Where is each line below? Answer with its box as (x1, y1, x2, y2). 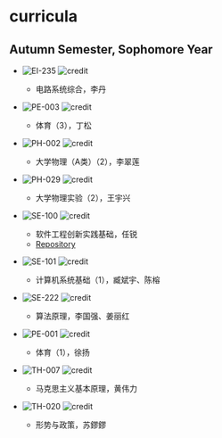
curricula (9, 6, 78, 27)
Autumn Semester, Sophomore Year (9, 42, 213, 57)
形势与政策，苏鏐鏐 (35, 419, 107, 430)
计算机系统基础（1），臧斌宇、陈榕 (35, 275, 160, 285)
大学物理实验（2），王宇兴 (35, 193, 131, 202)
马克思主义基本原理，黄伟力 (35, 384, 138, 393)
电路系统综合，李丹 (35, 84, 107, 95)
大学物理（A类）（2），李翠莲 (35, 156, 140, 167)
